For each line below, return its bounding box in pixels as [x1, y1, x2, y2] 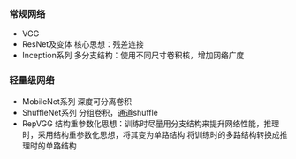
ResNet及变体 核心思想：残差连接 [21, 39, 144, 49]
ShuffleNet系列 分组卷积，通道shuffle [21, 107, 159, 117]
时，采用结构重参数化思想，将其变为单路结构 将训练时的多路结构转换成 [21, 129, 280, 140]
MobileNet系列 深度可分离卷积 [21, 95, 133, 107]
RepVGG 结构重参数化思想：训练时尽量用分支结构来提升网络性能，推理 [21, 117, 280, 129]
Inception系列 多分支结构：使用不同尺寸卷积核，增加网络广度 [21, 50, 245, 61]
